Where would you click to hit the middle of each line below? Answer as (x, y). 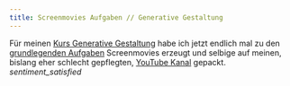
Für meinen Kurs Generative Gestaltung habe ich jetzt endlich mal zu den (145, 43)
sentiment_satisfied (45, 72)
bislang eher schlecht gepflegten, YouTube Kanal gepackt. (118, 62)
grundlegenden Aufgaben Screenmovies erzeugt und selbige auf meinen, (145, 52)
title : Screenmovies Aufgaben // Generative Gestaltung (116, 17)
